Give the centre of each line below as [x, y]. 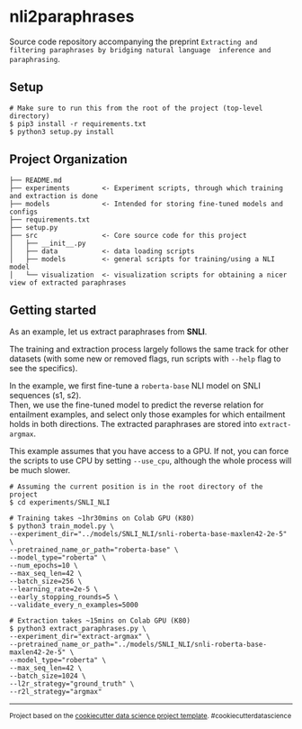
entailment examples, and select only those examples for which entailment [147, 415]
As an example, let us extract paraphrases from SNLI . [108, 332]
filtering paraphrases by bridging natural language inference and [140, 50]
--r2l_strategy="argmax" [56, 692]
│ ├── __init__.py [48, 243]
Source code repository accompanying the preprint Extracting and [133, 41]
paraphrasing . [35, 59]
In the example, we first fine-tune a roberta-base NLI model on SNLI [135, 386]
